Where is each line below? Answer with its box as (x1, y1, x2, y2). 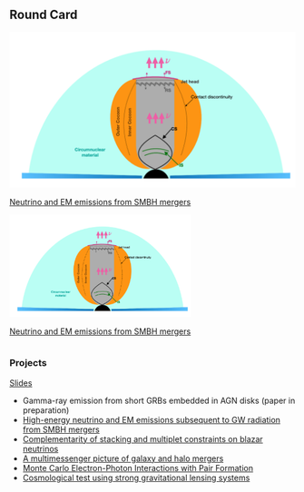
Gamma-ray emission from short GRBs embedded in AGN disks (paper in (22, 395, 296, 406)
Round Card (9, 7, 78, 23)
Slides (9, 377, 33, 389)
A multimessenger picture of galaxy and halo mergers (22, 453, 224, 464)
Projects (9, 357, 47, 369)
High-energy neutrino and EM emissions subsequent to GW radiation (22, 414, 281, 425)
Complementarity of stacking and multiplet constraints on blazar (22, 433, 263, 444)
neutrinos (22, 443, 59, 454)
